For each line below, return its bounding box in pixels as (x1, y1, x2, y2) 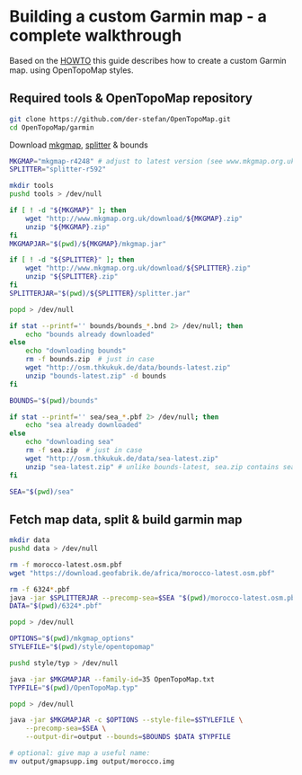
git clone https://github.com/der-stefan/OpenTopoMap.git (9, 114, 231, 123)
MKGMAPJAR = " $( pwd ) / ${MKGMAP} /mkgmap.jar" (9, 239, 167, 248)
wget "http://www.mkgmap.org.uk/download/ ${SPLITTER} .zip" (25, 263, 252, 273)
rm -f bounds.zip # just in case (25, 355, 155, 364)
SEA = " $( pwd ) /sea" (9, 487, 75, 496)
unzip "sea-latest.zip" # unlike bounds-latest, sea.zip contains (25, 462, 280, 471)
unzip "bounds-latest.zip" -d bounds (25, 371, 167, 380)
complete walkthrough (9, 25, 182, 46)
